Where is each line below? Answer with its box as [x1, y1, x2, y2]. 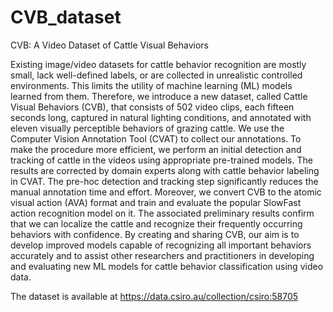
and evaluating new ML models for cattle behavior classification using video [10, 260, 324, 272]
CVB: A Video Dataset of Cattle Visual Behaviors [10, 39, 210, 51]
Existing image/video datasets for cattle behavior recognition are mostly [10, 58, 307, 70]
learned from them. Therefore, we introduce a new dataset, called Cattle [10, 90, 308, 102]
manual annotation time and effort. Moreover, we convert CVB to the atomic [10, 186, 322, 198]
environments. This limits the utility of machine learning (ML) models [10, 79, 293, 91]
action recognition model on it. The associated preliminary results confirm [10, 207, 315, 219]
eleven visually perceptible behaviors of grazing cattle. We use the [10, 122, 285, 134]
